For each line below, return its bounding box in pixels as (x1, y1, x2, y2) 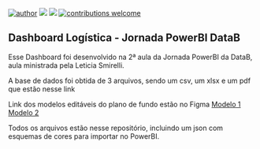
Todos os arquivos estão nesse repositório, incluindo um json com (8, 123, 223, 132)
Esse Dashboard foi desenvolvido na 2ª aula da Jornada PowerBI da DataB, (8, 52, 253, 61)
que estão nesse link (8, 84, 76, 94)
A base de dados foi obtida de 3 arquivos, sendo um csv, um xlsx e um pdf (8, 76, 251, 85)
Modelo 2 (8, 107, 39, 117)
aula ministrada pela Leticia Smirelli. (8, 60, 124, 70)
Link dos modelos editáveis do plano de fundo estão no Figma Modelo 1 (8, 99, 242, 109)
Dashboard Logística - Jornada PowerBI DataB (8, 32, 240, 45)
